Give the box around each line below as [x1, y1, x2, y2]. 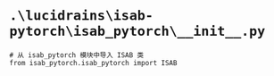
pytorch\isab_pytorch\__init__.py [9, 23, 266, 40]
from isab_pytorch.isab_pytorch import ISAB [9, 58, 178, 67]
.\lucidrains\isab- [9, 7, 154, 24]
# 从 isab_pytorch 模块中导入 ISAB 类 [9, 50, 145, 60]
